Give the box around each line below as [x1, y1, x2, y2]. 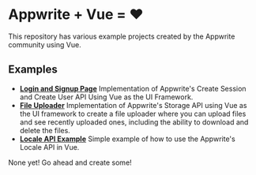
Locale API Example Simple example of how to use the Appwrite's [19, 134, 235, 143]
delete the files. [19, 125, 71, 135]
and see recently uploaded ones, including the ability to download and [19, 117, 249, 127]
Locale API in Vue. [19, 142, 80, 151]
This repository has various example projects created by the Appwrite [8, 32, 235, 41]
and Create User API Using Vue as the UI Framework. [19, 92, 194, 102]
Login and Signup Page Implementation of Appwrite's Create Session [19, 84, 247, 93]
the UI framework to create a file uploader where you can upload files [19, 109, 247, 118]
